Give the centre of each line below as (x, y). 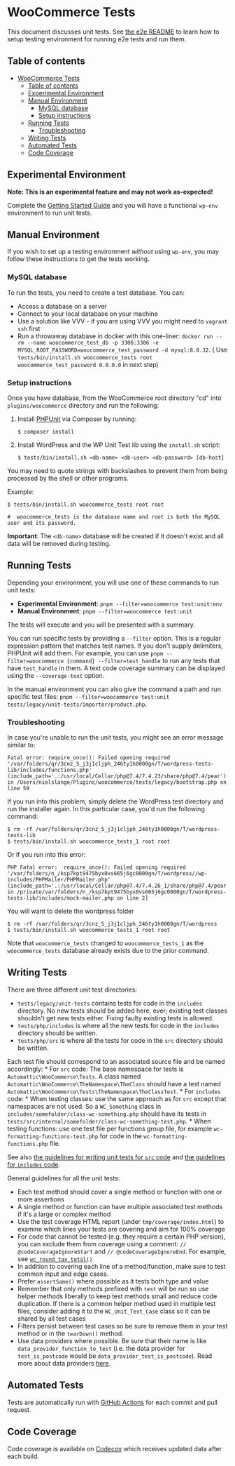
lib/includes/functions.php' (50, 770)
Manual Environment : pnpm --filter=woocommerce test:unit (105, 611)
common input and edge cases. (63, 1274)
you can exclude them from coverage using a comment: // (102, 1244)
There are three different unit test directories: (72, 989)
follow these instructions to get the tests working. (78, 259)
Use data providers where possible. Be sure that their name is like (112, 1340)
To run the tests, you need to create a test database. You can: (96, 293)
